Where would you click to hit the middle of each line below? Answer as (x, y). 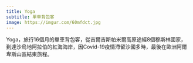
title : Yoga (21, 11)
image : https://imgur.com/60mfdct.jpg (53, 22)
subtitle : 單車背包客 (30, 17)
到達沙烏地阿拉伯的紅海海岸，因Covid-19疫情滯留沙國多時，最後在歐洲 (92, 47)
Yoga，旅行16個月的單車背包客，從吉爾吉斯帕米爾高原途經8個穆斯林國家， (96, 40)
